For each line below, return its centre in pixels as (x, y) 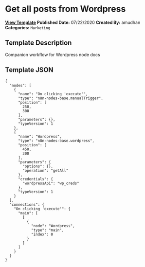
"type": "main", (47, 230)
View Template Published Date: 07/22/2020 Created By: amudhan (73, 22)
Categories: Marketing (28, 27)
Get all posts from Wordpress (65, 9)
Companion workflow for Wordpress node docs (53, 54)
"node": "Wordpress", (53, 226)
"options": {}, (38, 166)
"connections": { (27, 205)
